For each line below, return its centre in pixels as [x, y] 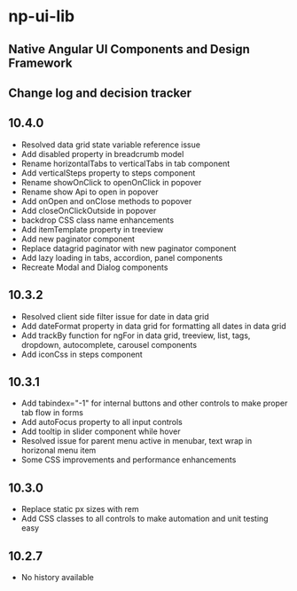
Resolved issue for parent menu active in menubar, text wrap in [137, 441]
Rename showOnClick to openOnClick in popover [111, 182]
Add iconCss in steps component [82, 354]
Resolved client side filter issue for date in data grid [115, 316]
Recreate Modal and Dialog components [94, 267]
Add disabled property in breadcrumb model [102, 154]
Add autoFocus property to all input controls [102, 422]
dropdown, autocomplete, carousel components [109, 344]
